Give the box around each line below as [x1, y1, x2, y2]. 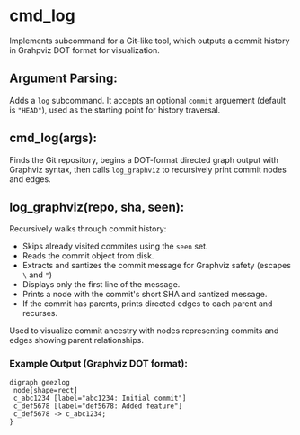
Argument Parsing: [9, 71, 119, 86]
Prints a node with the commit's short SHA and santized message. [22, 289, 268, 300]
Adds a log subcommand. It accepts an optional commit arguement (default [9, 95, 286, 105]
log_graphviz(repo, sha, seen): [9, 199, 185, 214]
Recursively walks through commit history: [9, 223, 167, 234]
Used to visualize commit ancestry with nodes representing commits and [9, 325, 279, 336]
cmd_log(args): [9, 131, 97, 146]
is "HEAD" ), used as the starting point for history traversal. [9, 104, 221, 115]
